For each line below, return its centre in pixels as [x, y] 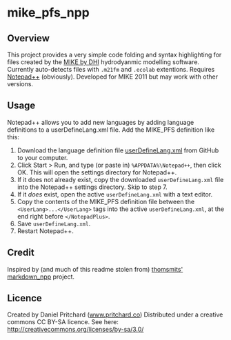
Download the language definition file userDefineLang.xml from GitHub [118, 150]
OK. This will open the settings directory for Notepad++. [97, 172]
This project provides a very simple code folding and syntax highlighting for [114, 54]
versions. [20, 84]
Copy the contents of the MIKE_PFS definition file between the [106, 201]
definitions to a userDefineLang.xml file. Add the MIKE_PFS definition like [111, 130]
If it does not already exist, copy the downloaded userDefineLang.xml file [120, 179]
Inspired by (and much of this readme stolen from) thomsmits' [95, 269]
